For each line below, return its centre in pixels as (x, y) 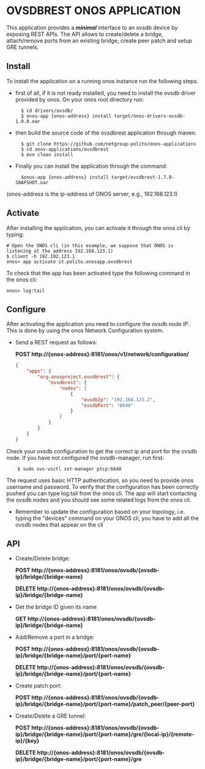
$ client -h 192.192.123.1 (41, 256)
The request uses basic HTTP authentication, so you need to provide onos (100, 480)
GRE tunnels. (23, 47)
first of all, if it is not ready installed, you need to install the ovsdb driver (105, 93)
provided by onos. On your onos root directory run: (79, 99)
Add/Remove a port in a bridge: (55, 637)
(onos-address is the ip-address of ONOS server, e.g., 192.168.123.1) (92, 194)
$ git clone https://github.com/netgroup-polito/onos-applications (109, 144)
